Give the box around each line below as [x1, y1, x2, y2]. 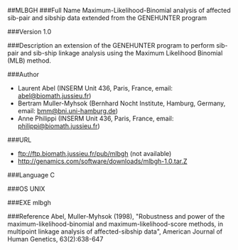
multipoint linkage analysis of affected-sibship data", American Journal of [7, 227, 223, 236]
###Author [7, 71, 40, 78]
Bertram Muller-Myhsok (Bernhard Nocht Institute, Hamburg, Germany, [17, 99, 226, 108]
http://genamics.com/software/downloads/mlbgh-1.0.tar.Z [17, 157, 188, 165]
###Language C [7, 171, 55, 179]
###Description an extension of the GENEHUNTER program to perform [7, 41, 215, 49]
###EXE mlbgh [7, 199, 52, 207]
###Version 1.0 [7, 28, 52, 36]
